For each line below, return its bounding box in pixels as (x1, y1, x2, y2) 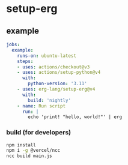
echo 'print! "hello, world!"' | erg (28, 114, 122, 120)
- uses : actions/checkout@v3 (17, 64, 90, 70)
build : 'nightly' (28, 97, 71, 103)
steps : (17, 58, 34, 64)
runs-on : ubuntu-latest (17, 53, 77, 59)
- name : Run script (17, 103, 66, 109)
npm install (6, 142, 36, 148)
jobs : (6, 41, 20, 47)
